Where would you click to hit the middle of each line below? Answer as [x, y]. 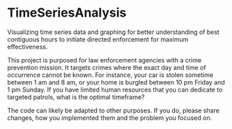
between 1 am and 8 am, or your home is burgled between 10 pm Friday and [116, 82]
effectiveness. [28, 46]
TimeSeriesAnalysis [67, 13]
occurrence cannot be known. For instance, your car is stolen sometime [110, 75]
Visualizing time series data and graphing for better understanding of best [113, 32]
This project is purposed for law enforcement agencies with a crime [105, 60]
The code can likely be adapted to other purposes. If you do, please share [113, 110]
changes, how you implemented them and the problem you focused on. [110, 118]
